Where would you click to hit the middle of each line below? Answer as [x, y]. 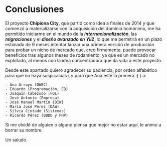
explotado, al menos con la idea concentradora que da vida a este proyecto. [84, 60]
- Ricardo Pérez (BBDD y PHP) [37, 115]
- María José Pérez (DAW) [32, 106]
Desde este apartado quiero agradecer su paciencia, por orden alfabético [81, 70]
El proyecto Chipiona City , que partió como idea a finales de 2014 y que [80, 23]
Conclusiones [35, 9]
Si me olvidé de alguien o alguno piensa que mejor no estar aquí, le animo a [83, 124]
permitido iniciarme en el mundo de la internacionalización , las [71, 34]
